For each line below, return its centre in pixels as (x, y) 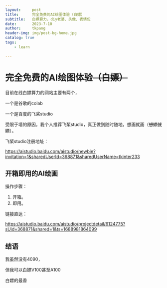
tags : (11, 42)
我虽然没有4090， (24, 259)
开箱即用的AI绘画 (32, 173)
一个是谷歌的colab (24, 103)
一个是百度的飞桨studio (29, 113)
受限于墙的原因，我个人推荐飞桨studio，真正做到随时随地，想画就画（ (77, 124)
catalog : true (20, 38)
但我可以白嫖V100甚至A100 (33, 270)
